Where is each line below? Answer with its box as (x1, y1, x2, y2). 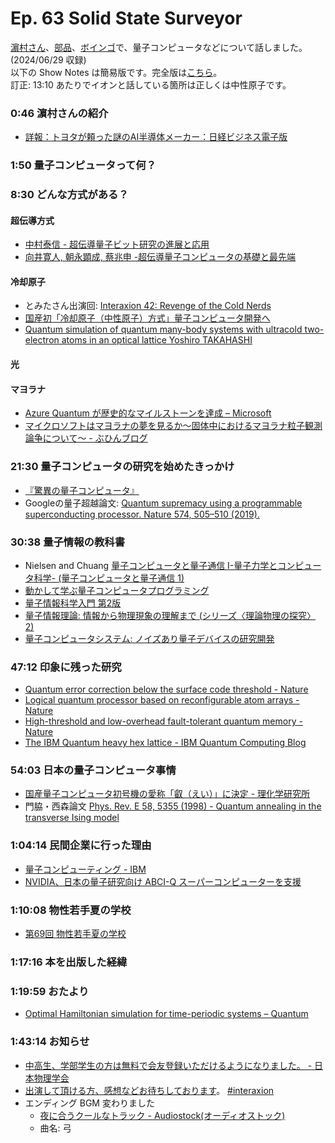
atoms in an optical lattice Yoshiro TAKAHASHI (61, 334, 253, 346)
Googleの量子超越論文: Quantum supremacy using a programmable (24, 497, 303, 509)
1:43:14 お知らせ (10, 1035, 90, 1049)
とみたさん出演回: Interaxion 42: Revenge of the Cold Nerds (24, 300, 272, 312)
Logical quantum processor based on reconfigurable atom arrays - (24, 694, 300, 706)
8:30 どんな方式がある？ (10, 188, 129, 202)
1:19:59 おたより (10, 984, 90, 998)
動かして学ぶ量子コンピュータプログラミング (24, 584, 210, 596)
